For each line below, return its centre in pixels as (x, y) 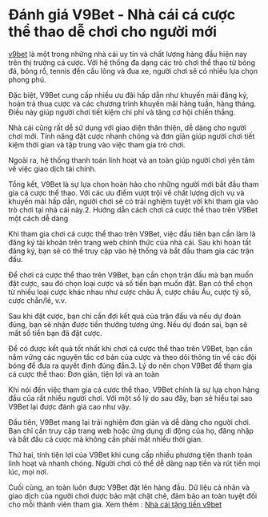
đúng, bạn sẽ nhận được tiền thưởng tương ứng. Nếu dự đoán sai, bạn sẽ (128, 324)
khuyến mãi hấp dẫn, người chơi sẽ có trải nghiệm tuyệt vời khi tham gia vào (133, 201)
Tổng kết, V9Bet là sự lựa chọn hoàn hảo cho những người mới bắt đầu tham (134, 184)
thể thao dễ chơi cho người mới (113, 32)
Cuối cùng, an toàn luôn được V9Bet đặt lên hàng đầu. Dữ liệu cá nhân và (129, 487)
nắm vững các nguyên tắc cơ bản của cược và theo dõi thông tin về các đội (133, 357)
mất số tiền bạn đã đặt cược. (55, 333)
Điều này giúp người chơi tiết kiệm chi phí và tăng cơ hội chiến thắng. (122, 112)
